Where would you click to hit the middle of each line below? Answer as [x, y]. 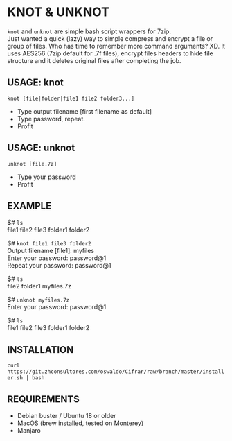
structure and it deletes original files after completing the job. [94, 60]
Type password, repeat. [51, 119]
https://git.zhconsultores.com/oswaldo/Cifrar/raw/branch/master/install [116, 372]
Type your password [46, 177]
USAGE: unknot [41, 148]
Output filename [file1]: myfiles [51, 251]
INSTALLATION [41, 350]
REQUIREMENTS [43, 399]
